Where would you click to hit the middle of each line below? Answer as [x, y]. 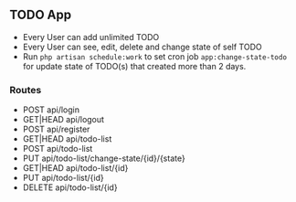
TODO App [41, 15]
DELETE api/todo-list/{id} [70, 187]
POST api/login [51, 110]
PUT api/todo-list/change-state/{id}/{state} [104, 158]
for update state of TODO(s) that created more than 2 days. [134, 66]
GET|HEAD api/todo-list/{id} [75, 168]
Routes [26, 90]
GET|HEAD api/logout [63, 120]
